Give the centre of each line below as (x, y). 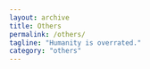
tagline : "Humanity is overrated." (75, 43)
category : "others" (46, 51)
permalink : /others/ (48, 34)
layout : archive (39, 17)
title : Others (36, 26)
